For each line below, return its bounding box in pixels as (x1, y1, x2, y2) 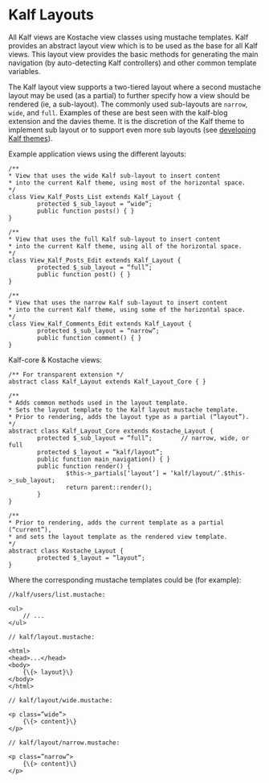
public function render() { (37, 462, 131, 470)
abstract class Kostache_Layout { (8, 546, 124, 555)
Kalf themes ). (8, 133, 53, 143)
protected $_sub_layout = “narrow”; (37, 326, 160, 335)
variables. (8, 66, 41, 76)
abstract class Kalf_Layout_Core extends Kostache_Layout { (8, 427, 214, 435)
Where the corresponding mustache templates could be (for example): (8, 574, 242, 585)
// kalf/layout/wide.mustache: (8, 696, 113, 704)
